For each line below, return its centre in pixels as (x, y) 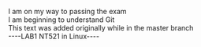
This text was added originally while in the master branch (101, 28)
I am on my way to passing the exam (68, 11)
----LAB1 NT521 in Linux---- (54, 36)
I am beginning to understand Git (61, 20)
